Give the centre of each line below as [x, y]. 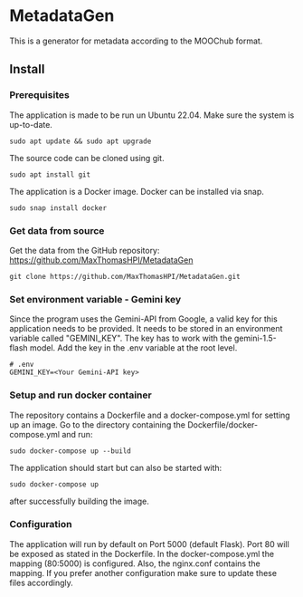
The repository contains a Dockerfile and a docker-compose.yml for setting [150, 415]
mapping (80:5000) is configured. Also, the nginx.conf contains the [135, 563]
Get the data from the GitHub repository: [85, 250]
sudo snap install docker [58, 208]
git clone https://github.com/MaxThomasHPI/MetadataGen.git [125, 276]
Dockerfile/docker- [223, 424]
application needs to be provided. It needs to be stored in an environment [146, 329]
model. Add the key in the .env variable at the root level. [134, 348]
